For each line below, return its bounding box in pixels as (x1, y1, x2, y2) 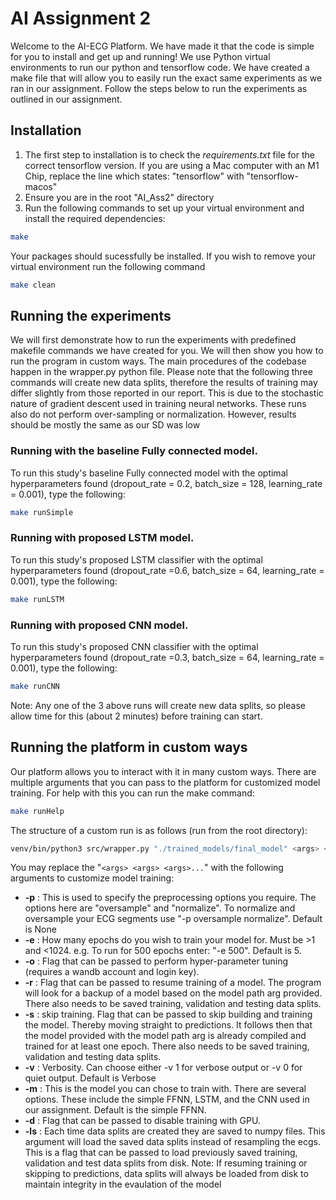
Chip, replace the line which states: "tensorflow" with (24, 170, 245, 182)
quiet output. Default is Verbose (24, 1072, 157, 1084)
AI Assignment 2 (10, 7, 152, 30)
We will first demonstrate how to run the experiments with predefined (10, 334, 297, 346)
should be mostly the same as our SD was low (10, 419, 201, 431)
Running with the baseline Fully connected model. (10, 444, 259, 458)
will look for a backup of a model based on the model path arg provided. (24, 987, 323, 999)
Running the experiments (10, 307, 172, 324)
